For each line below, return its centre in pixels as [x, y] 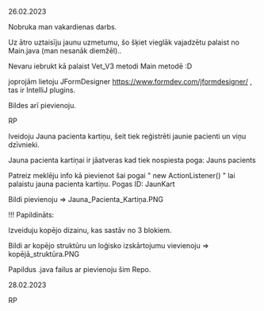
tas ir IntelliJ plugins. [42, 90]
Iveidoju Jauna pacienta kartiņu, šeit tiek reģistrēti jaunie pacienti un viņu [127, 136]
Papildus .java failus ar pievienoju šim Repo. [80, 269]
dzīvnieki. [24, 145]
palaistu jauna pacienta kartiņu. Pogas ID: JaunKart [92, 184]
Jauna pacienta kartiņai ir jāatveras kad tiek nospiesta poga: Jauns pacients [132, 160]
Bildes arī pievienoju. [42, 105]
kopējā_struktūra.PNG [44, 254]
